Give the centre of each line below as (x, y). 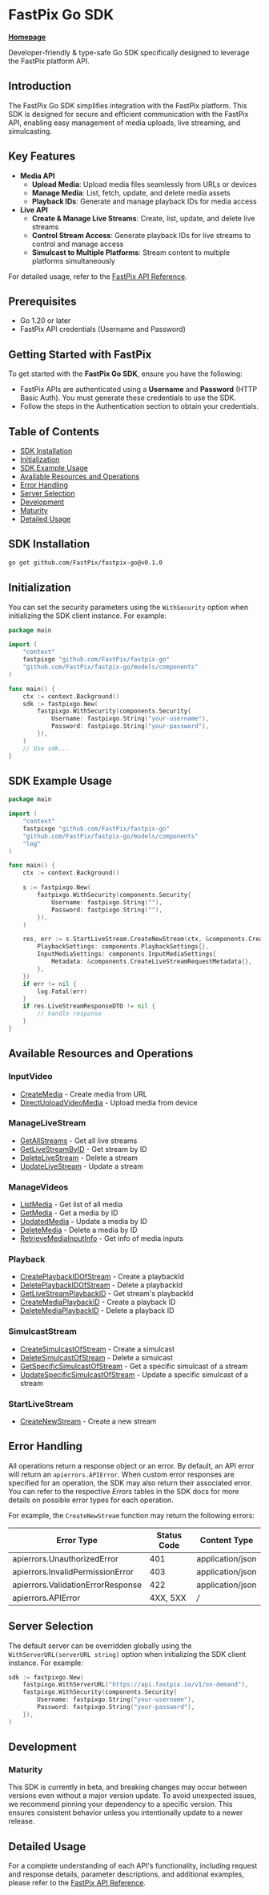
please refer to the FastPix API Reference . (77, 1883)
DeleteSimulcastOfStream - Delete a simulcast (96, 1357)
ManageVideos (38, 1186)
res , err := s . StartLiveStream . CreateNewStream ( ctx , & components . (136, 939)
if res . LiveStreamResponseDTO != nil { (89, 1006)
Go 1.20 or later (45, 321)
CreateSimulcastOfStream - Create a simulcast (97, 1349)
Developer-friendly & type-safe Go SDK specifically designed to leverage (129, 52)
